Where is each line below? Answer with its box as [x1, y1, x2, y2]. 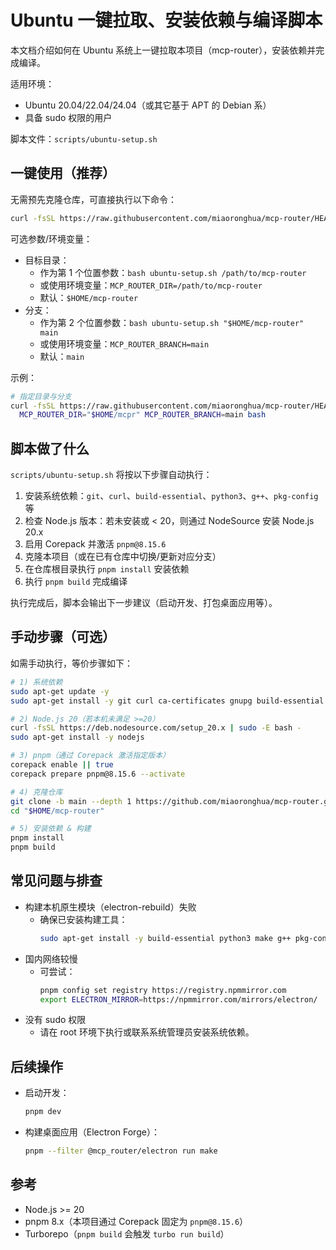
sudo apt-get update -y [10, 686, 110, 696]
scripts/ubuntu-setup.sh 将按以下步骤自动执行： [10, 469, 213, 481]
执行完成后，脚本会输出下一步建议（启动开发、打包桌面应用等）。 [10, 597, 278, 609]
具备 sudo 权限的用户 [24, 111, 113, 123]
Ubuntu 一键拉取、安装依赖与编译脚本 [10, 9, 323, 32]
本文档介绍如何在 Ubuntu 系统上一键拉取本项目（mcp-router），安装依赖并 [10, 44, 317, 56]
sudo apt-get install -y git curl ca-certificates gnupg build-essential [10, 696, 325, 706]
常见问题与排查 [10, 872, 103, 890]
